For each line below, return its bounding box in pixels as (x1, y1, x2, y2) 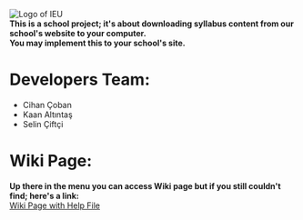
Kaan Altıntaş (22, 109, 73, 120)
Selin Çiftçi (22, 118, 64, 129)
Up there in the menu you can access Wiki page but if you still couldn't (9, 180, 281, 191)
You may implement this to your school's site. (9, 37, 186, 48)
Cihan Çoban (22, 99, 73, 110)
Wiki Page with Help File (9, 200, 101, 211)
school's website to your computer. (9, 28, 147, 38)
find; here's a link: (9, 190, 79, 201)
